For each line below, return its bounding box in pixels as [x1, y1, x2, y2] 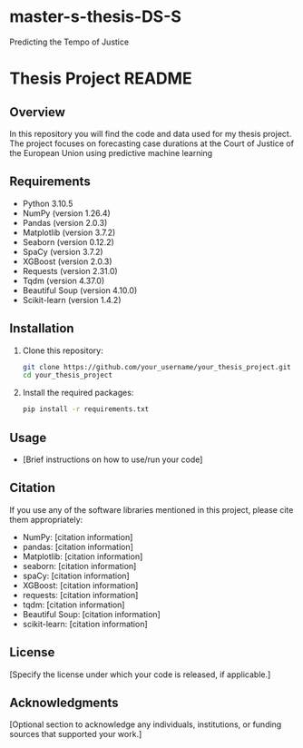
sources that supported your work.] [9, 729, 142, 740]
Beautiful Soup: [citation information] [22, 608, 161, 619]
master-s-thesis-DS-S [9, 6, 181, 27]
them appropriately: [9, 514, 83, 525]
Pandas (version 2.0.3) [22, 217, 108, 228]
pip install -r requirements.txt [22, 405, 150, 414]
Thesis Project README [9, 68, 192, 89]
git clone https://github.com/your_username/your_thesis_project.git [22, 362, 292, 371]
